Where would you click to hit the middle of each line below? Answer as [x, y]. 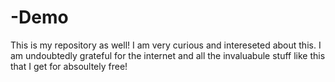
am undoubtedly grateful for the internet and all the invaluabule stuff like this [168, 55]
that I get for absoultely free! [69, 66]
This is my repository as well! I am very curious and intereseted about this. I [166, 45]
